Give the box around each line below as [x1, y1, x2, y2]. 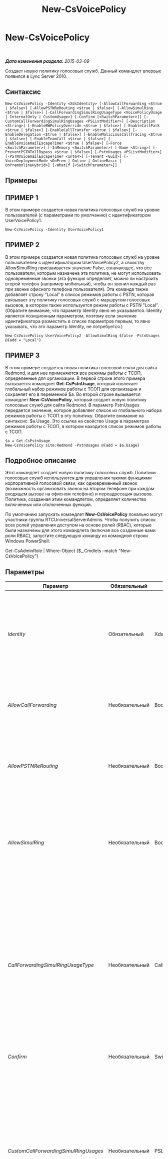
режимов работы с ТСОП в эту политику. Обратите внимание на [5, 412, 144, 418]
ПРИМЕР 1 [5, 193, 38, 202]
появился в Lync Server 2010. [5, 73, 67, 79]
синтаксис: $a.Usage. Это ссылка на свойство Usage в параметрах [5, 418, 149, 424]
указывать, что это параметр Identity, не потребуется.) [5, 323, 123, 330]
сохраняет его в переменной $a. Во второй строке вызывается [5, 391, 141, 397]
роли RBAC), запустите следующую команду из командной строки [5, 533, 148, 539]
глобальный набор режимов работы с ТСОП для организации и [5, 386, 141, 392]
